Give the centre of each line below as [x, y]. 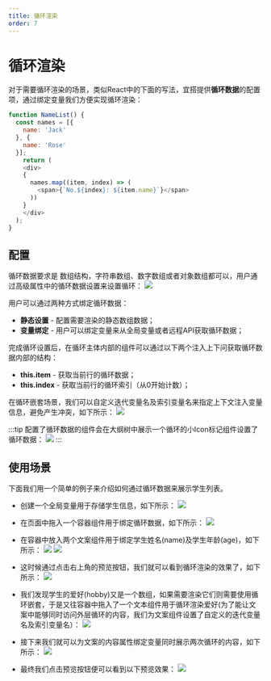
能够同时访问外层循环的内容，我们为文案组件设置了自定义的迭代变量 [147, 615]
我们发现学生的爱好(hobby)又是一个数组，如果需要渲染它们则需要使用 [135, 595]
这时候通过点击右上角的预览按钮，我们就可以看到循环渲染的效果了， [133, 567]
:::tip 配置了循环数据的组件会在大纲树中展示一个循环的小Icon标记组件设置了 [133, 430]
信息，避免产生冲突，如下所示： [61, 412]
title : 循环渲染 [33, 16]
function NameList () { [46, 115]
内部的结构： [36, 358]
